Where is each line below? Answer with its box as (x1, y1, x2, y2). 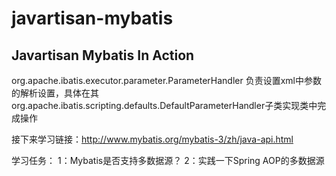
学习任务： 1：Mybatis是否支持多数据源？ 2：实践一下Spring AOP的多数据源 (11, 155, 325, 166)
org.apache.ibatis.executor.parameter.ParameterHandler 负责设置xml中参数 (11, 75, 322, 86)
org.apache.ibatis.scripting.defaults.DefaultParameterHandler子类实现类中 (11, 100, 318, 111)
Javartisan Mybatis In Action (11, 47, 195, 64)
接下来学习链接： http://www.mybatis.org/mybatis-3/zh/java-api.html (11, 133, 294, 145)
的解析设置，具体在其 (11, 87, 99, 99)
